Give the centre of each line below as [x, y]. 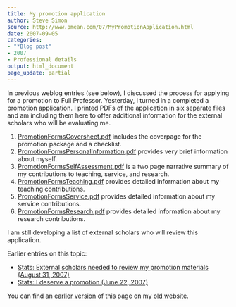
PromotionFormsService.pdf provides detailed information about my [116, 196]
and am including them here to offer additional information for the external [115, 115]
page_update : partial [39, 73]
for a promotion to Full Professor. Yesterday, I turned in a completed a [108, 100]
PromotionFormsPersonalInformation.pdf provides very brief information [122, 151]
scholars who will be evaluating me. [59, 123]
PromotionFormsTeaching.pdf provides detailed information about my [118, 181]
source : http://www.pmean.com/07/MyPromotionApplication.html [100, 27]
